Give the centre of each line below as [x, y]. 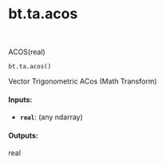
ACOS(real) [27, 52]
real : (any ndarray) [51, 117]
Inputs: [20, 100]
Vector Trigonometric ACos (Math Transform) [83, 81]
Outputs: [23, 135]
